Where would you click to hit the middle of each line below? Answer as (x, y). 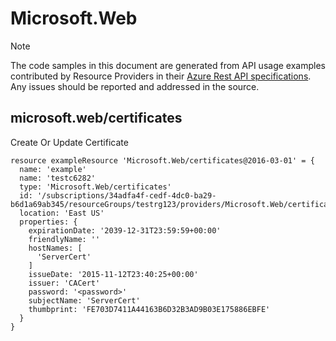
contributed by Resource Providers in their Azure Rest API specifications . (161, 76)
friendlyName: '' (64, 239)
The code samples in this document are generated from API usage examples (168, 65)
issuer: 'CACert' (64, 283)
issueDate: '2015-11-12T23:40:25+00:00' (113, 274)
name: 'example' (53, 169)
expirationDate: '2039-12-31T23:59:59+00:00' (125, 230)
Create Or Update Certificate (69, 142)
